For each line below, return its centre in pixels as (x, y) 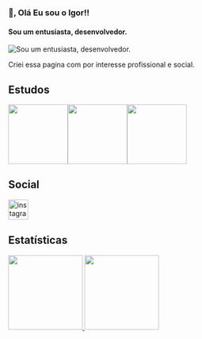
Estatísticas (38, 240)
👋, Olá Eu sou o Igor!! (49, 13)
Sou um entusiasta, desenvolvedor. (68, 32)
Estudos (29, 89)
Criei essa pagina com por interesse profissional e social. (102, 65)
